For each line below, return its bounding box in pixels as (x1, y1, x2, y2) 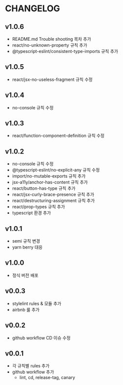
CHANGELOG (5, 3, 60, 14)
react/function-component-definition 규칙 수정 (12, 133, 105, 139)
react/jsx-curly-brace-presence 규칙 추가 (12, 192, 94, 198)
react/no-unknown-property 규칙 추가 (12, 42, 87, 48)
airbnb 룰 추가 (12, 307, 40, 312)
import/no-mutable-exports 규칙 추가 (12, 173, 86, 179)
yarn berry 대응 (12, 244, 43, 250)
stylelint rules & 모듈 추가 (12, 300, 61, 307)
